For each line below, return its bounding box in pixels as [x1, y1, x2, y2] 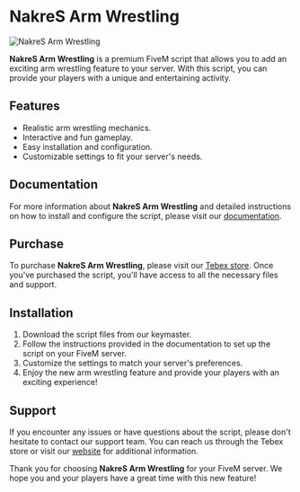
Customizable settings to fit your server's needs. [22, 151, 203, 162]
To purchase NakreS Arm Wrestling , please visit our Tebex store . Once [9, 260, 274, 271]
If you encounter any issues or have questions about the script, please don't [9, 426, 292, 437]
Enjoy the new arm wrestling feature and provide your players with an [22, 367, 280, 378]
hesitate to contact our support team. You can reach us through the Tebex [9, 436, 284, 446]
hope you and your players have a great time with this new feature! [9, 473, 257, 483]
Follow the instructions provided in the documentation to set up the [22, 338, 271, 349]
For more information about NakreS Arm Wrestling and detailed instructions [9, 200, 292, 212]
